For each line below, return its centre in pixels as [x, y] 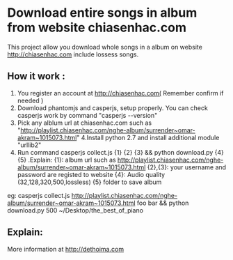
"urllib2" [29, 145]
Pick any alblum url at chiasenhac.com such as [84, 123]
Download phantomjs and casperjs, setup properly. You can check [113, 108]
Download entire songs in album [102, 13]
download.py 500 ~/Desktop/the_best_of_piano [75, 210]
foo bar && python [163, 203]
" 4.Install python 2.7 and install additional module [148, 137]
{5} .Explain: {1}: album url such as [66, 160]
